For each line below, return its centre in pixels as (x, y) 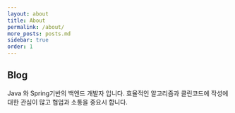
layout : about (28, 14)
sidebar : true (28, 40)
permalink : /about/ (36, 27)
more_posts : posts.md (39, 34)
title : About (26, 20)
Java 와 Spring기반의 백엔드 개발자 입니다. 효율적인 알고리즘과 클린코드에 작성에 (118, 93)
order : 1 (20, 47)
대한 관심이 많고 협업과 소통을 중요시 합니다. (68, 102)
